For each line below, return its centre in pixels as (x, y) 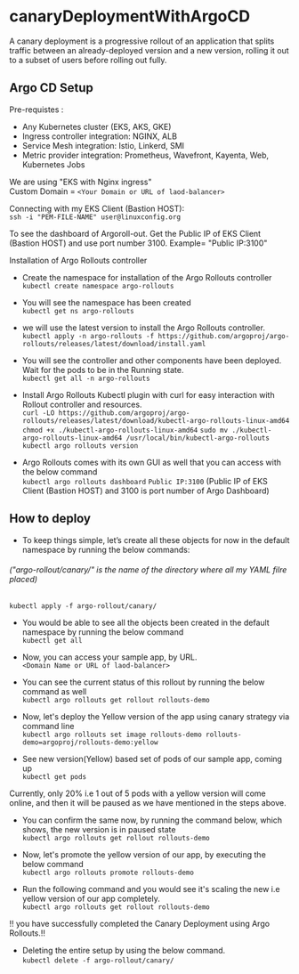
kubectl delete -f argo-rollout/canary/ (98, 960)
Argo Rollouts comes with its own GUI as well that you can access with (152, 462)
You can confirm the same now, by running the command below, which (152, 820)
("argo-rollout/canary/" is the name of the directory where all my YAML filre (148, 570)
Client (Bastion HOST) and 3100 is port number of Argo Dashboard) (145, 491)
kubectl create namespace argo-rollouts (98, 286)
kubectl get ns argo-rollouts (78, 311)
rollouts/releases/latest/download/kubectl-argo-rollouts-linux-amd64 (156, 420)
